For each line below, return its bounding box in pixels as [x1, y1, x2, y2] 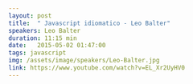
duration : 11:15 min [8, 34, 78, 42]
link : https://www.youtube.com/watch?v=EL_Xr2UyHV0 [8, 64, 185, 72]
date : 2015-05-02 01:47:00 [8, 42, 106, 50]
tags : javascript [8, 49, 67, 57]
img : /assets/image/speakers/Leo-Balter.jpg [8, 57, 160, 65]
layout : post [8, 11, 52, 20]
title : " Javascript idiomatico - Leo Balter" [8, 19, 171, 27]
